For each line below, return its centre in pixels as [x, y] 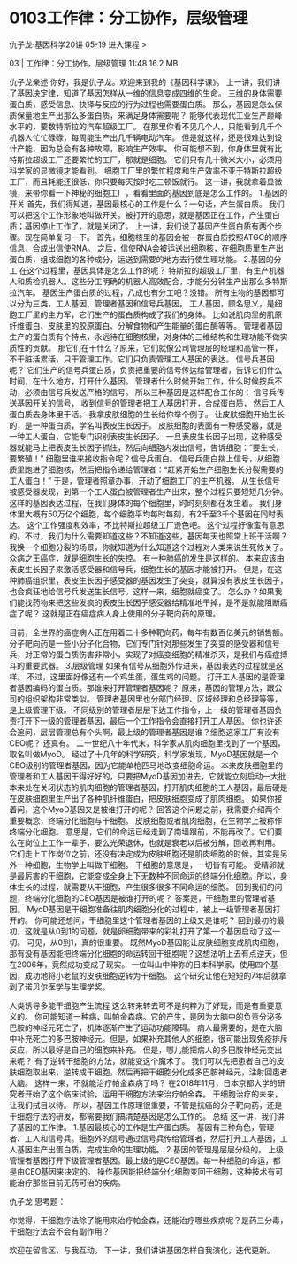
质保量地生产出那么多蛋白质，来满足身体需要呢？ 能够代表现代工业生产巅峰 [146, 115]
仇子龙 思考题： [38, 1201]
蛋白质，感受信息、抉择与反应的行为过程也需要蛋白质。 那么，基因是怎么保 [146, 104]
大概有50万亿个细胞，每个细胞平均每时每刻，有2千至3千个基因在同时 [150, 514]
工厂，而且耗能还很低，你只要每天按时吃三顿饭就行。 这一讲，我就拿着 [138, 182]
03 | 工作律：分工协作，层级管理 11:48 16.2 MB [94, 63]
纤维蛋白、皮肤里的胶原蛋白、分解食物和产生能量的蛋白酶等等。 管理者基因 [146, 325]
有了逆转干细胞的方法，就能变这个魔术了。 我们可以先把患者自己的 [155, 1060]
